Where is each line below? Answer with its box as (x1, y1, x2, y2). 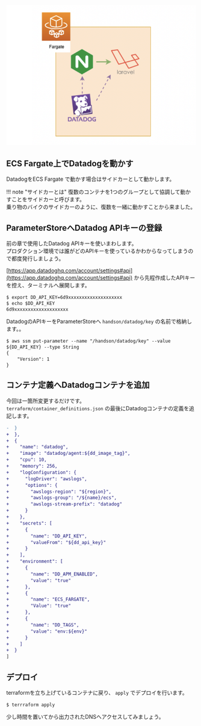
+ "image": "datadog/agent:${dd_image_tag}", (6, 451, 131, 457)
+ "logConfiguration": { (6, 469, 77, 475)
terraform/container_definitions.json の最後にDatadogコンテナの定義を (6, 404, 190, 412)
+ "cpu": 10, (6, 457, 47, 463)
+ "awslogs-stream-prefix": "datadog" (6, 501, 122, 507)
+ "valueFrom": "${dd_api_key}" (6, 539, 107, 545)
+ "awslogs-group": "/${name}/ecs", (6, 495, 117, 501)
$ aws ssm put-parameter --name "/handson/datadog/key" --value (6, 338, 171, 345)
